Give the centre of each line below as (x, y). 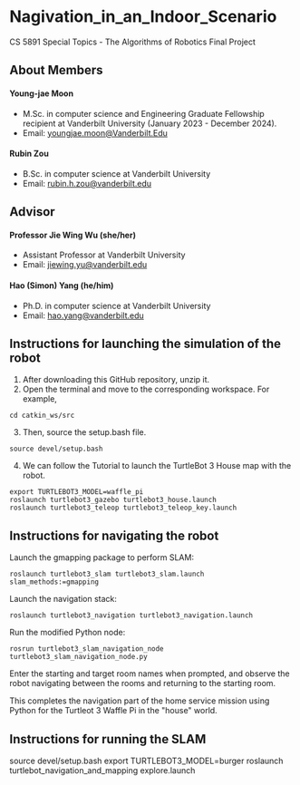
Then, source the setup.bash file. (84, 432)
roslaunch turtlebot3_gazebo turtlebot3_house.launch (113, 500)
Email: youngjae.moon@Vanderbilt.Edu (95, 132)
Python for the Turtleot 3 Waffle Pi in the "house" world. (113, 711)
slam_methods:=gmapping (54, 582)
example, (39, 399)
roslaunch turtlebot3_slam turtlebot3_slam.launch (107, 574)
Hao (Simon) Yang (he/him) (62, 285)
